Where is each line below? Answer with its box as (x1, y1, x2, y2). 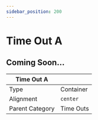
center (60, 95, 79, 102)
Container (60, 85, 88, 93)
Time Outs (60, 104, 90, 112)
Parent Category (9, 104, 55, 112)
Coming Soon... (6, 57, 65, 68)
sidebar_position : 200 (6, 8, 62, 15)
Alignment (9, 95, 38, 103)
